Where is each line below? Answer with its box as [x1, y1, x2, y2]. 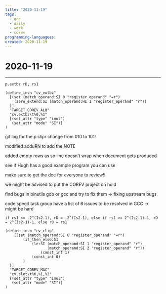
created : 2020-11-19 [5, 40, 48, 44]
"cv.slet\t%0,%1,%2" [9, 271, 52, 277]
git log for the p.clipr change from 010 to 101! [5, 133, 96, 139]
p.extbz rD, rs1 [5, 82, 39, 86]
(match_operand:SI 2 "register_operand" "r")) [47, 246, 145, 251]
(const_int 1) [40, 250, 70, 255]
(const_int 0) [31, 254, 61, 259]
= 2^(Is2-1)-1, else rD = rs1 [5, 219, 68, 225]
